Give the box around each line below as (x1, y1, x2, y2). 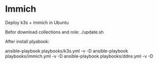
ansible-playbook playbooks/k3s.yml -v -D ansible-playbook (5, 48, 128, 54)
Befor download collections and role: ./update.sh (5, 29, 104, 35)
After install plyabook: (5, 38, 50, 44)
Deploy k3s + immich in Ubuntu (5, 20, 69, 25)
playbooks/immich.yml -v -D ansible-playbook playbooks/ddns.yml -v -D (5, 53, 154, 59)
